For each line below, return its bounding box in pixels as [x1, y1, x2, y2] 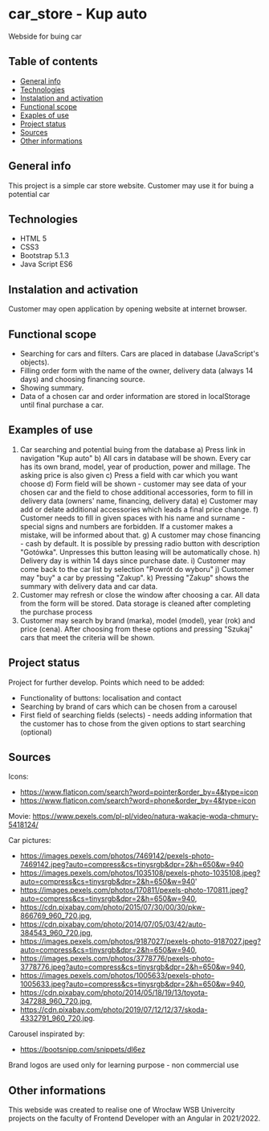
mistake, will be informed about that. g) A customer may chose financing [19, 530, 261, 540]
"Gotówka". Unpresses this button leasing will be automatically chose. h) [19, 547, 261, 557]
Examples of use [8, 423, 93, 437]
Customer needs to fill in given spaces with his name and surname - [19, 512, 246, 523]
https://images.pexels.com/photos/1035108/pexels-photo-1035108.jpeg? [19, 868, 261, 878]
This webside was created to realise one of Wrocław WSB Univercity [8, 1105, 235, 1115]
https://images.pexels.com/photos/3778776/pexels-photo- [19, 954, 215, 964]
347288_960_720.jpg [19, 997, 91, 1006]
